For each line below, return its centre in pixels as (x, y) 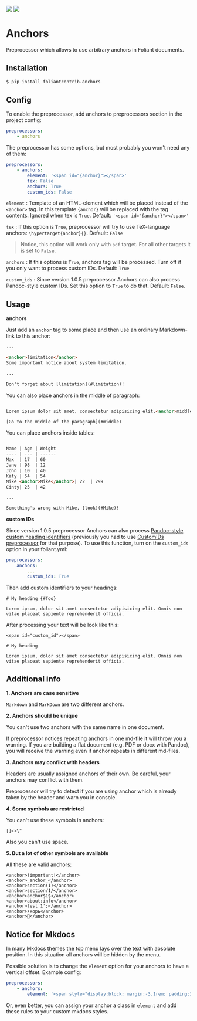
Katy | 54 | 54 (26, 476)
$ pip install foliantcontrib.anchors (53, 82)
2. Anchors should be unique (42, 716)
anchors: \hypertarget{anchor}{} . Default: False (64, 233)
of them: (16, 154)
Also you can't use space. (37, 842)
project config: (24, 120)
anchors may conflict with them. (45, 780)
